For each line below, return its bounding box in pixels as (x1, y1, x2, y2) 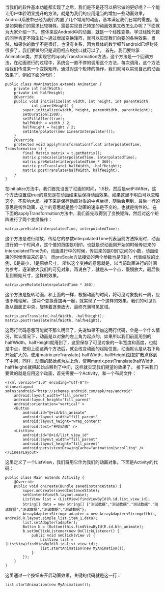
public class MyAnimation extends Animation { (5, 82, 102, 87)
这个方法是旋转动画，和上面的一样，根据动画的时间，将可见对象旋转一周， (5, 292, 156, 297)
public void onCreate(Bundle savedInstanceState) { (14, 484, 122, 489)
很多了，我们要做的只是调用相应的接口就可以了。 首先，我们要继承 (5, 47, 140, 53)
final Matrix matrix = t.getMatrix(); (23, 151, 102, 156)
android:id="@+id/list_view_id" (23, 433, 89, 437)
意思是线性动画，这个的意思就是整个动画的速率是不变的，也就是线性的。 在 (5, 204, 157, 210)
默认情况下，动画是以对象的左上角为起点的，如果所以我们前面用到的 (13, 334, 151, 339)
